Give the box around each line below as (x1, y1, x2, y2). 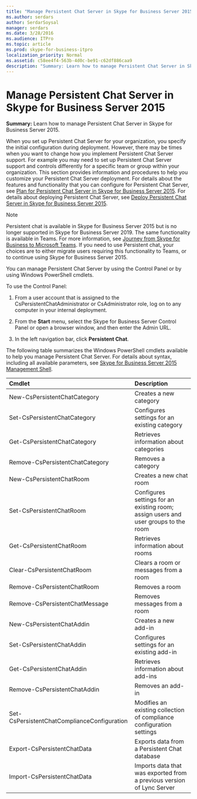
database (134, 752, 161, 760)
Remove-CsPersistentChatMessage (9, 600, 108, 608)
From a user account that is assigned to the (14, 294, 120, 301)
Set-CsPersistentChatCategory (9, 414, 96, 422)
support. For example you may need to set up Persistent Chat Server (6, 157, 172, 164)
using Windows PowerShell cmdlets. (6, 271, 94, 278)
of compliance (134, 713, 174, 722)
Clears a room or (134, 559, 181, 567)
